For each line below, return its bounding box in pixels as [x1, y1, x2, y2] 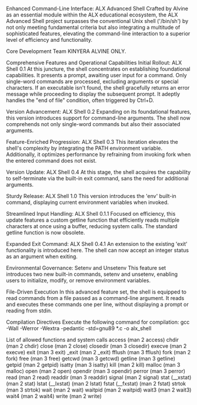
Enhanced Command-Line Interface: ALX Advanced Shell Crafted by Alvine [6, 5, 189, 12]
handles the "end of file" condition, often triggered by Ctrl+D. [6, 97, 155, 104]
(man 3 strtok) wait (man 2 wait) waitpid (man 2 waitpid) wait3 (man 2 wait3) [6, 386, 192, 393]
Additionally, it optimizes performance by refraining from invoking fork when [6, 151, 191, 158]
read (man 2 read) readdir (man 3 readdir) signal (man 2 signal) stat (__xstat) [6, 374, 192, 381]
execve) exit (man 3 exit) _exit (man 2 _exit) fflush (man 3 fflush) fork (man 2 [6, 349, 191, 355]
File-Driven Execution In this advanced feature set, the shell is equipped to [6, 288, 187, 295]
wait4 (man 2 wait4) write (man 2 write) [6, 393, 102, 400]
